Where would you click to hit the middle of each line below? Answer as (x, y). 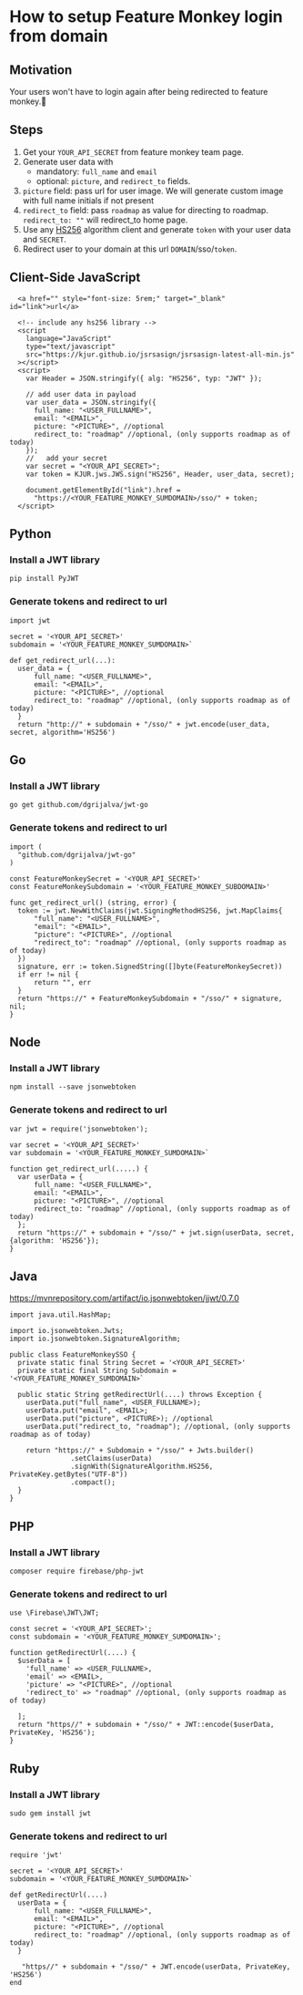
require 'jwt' (36, 1855)
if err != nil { (48, 974)
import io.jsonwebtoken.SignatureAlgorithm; (95, 1339)
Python (30, 534)
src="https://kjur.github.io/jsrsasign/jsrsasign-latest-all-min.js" (161, 354)
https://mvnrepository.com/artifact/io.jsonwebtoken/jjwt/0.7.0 (124, 1298)
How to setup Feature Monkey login (146, 17)
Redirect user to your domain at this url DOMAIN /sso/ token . (130, 249)
